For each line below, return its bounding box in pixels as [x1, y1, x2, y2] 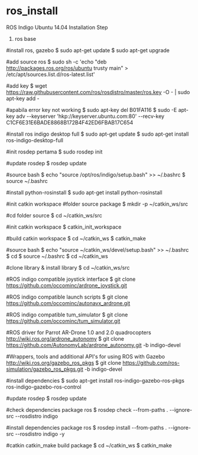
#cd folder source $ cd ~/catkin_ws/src [6, 212, 102, 219]
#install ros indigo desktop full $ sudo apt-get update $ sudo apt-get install [6, 130, 189, 137]
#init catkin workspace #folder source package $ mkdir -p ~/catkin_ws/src [6, 200, 189, 207]
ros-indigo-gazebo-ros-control [6, 383, 82, 390]
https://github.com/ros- [122, 359, 180, 366]
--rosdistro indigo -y [15, 430, 65, 437]
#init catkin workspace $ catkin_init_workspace [6, 223, 122, 230]
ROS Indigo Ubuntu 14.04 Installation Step [6, 24, 108, 31]
